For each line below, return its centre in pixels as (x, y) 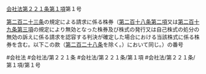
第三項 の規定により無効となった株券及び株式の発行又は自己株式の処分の (108, 29)
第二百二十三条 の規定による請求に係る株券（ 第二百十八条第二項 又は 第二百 (100, 22)
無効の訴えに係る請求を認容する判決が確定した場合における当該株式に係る (100, 37)
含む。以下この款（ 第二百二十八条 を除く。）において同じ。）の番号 (100, 45)
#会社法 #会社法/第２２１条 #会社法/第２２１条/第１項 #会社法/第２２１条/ (101, 57)
